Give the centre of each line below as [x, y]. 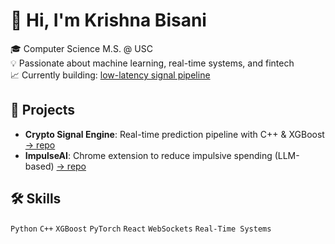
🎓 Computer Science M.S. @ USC [81, 48]
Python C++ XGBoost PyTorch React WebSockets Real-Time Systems [141, 229]
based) [39, 166]
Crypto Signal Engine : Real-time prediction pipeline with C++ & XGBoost [174, 134]
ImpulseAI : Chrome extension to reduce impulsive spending [148, 155]
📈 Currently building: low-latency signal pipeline [110, 75]
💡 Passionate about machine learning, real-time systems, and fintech [152, 63]
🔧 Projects [43, 110]
